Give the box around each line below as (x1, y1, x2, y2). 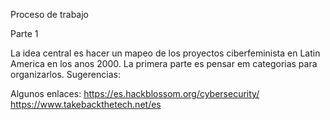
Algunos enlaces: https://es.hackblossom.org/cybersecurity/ (10, 88, 260, 99)
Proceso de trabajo (10, 9, 89, 20)
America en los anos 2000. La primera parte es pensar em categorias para (10, 58, 318, 69)
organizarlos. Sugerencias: (10, 69, 121, 80)
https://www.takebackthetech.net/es (10, 99, 162, 110)
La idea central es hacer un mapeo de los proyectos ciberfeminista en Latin (10, 47, 321, 59)
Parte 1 (10, 28, 39, 39)
